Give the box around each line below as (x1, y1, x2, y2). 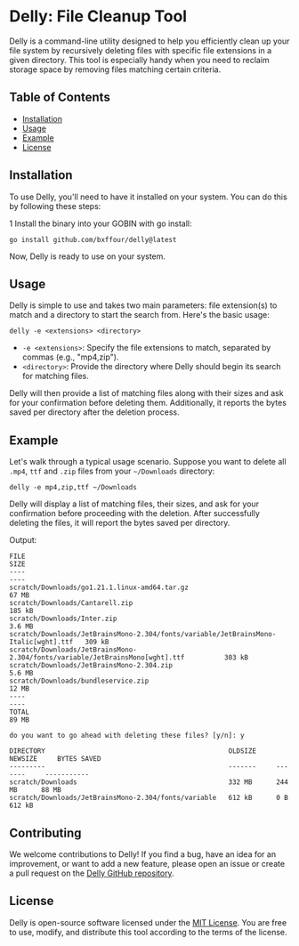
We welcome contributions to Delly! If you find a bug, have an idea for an (9, 849, 277, 860)
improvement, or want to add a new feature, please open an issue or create (9, 859, 286, 869)
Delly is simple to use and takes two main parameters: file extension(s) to (9, 300, 278, 311)
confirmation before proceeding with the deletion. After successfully (9, 508, 261, 519)
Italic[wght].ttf (9, 638, 74, 647)
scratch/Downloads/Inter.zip (9, 614, 117, 624)
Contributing (9, 825, 82, 840)
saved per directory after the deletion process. (9, 407, 180, 417)
